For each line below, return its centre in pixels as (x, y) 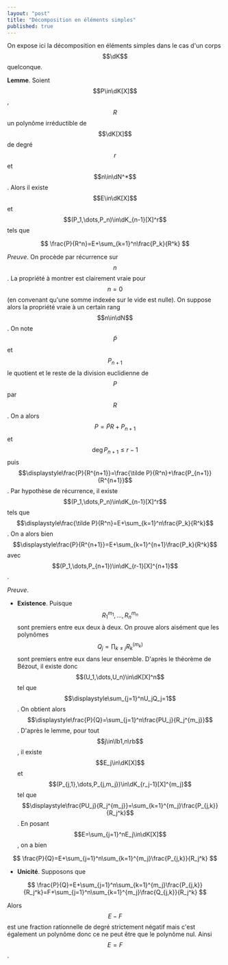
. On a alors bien (30, 534)
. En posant (33, 823)
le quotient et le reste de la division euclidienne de (78, 373)
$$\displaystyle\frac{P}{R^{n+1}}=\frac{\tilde (81, 473)
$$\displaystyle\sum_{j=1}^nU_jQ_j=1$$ (120, 698)
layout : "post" (29, 13)
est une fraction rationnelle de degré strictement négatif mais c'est (101, 927)
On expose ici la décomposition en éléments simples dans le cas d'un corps (114, 46)
